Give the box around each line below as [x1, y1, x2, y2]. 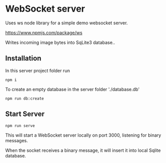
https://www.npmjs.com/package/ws [5, 29, 82, 35]
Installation [5, 54, 41, 63]
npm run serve [5, 123, 35, 128]
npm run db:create [5, 96, 44, 101]
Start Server [5, 110, 45, 118]
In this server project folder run [5, 67, 70, 73]
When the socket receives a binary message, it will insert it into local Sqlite [5, 147, 161, 153]
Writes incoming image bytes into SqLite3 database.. [5, 39, 115, 46]
